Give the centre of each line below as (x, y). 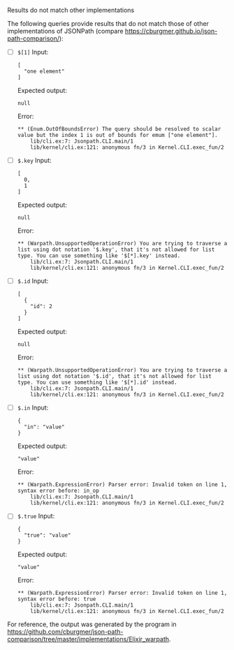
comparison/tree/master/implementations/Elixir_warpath (88, 640)
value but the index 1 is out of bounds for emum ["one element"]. (117, 136)
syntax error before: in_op (58, 491)
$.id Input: (33, 281)
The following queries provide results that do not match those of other (108, 23)
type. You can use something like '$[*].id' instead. (97, 383)
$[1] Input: (33, 52)
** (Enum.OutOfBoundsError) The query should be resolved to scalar (119, 129)
